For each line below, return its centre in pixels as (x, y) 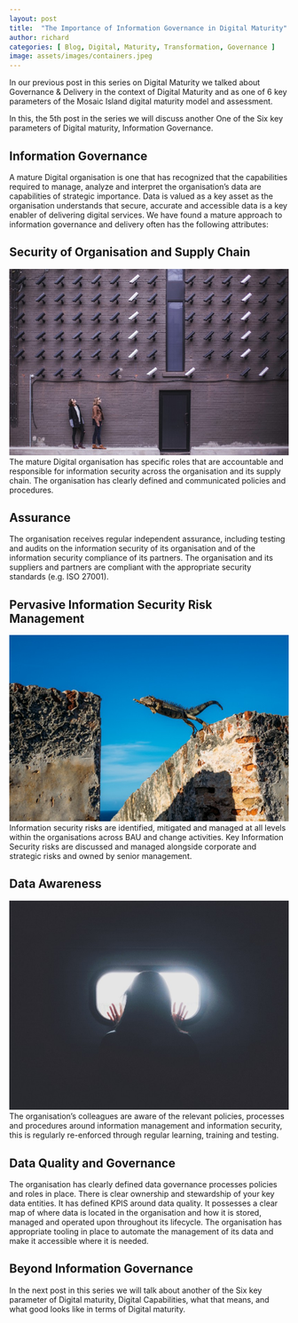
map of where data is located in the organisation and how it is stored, (135, 1212)
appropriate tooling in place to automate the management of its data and (141, 1231)
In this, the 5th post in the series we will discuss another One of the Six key (146, 119)
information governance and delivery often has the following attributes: (139, 224)
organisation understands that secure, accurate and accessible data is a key (149, 205)
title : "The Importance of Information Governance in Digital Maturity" (149, 28)
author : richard (39, 37)
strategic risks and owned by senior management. (101, 855)
